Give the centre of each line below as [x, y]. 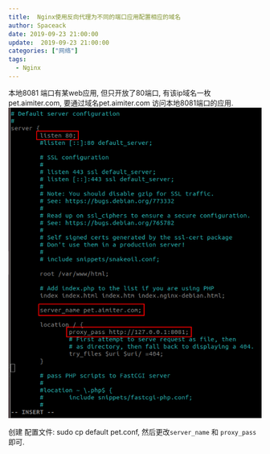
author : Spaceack [37, 25]
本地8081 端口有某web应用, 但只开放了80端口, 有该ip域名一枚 [110, 93]
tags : [17, 60]
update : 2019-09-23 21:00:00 [59, 43]
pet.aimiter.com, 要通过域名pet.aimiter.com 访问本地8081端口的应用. [121, 103]
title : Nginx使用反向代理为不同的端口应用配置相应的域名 [94, 17]
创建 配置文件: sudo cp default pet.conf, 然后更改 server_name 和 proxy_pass [133, 432]
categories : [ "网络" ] [43, 51]
